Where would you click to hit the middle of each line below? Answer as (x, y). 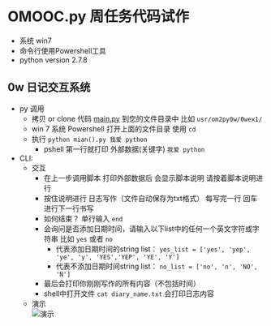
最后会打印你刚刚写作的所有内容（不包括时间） (122, 283)
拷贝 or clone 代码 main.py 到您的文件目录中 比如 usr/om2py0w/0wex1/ (147, 118)
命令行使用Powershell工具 (63, 50)
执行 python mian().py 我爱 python (89, 139)
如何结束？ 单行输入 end (83, 218)
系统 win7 (35, 41)
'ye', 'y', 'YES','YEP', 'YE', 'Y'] (118, 257)
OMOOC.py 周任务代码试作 (99, 17)
